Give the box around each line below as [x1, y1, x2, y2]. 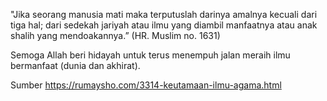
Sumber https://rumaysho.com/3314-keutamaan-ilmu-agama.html [10, 79, 282, 91]
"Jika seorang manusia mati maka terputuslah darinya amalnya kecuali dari [10, 9, 318, 20]
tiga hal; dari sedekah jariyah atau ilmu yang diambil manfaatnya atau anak [10, 19, 318, 31]
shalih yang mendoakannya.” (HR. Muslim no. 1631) [10, 30, 221, 41]
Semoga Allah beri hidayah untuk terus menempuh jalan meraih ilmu [10, 49, 291, 61]
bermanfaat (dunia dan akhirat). [10, 60, 141, 71]
